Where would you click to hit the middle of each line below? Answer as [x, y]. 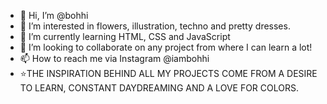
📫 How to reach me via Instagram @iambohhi [114, 58]
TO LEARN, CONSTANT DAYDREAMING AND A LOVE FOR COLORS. [159, 88]
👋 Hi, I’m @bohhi [54, 15]
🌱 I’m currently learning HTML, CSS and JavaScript [125, 36]
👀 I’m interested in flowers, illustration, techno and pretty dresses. [155, 26]
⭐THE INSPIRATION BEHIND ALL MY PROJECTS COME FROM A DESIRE [168, 73]
